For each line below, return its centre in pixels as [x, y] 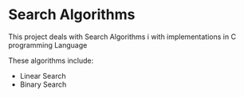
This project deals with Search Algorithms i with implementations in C [122, 37]
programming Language [48, 45]
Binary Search [43, 84]
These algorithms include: [51, 60]
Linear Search [43, 76]
